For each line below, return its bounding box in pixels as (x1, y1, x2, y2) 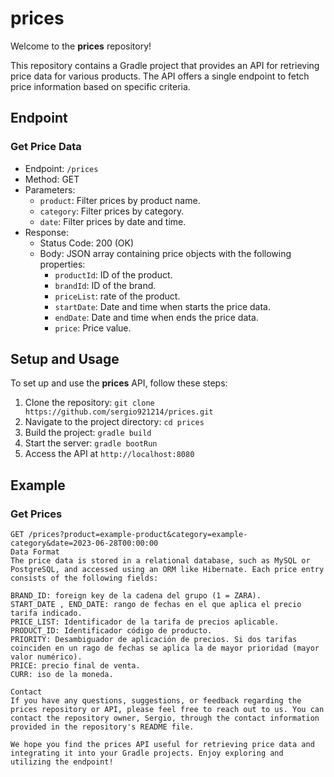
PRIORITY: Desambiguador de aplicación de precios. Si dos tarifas (10, 635, 298, 645)
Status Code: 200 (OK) (39, 237, 135, 249)
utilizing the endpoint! (10, 757, 114, 767)
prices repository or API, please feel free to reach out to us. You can (10, 705, 325, 715)
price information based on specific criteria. (10, 80, 191, 92)
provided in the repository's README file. (10, 722, 195, 732)
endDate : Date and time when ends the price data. (54, 311, 259, 323)
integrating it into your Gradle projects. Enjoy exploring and (10, 748, 284, 759)
